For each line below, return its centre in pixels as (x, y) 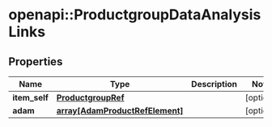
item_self (30, 98)
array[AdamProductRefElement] (120, 111)
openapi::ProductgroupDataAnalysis (135, 15)
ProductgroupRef (90, 98)
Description (214, 84)
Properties (36, 61)
